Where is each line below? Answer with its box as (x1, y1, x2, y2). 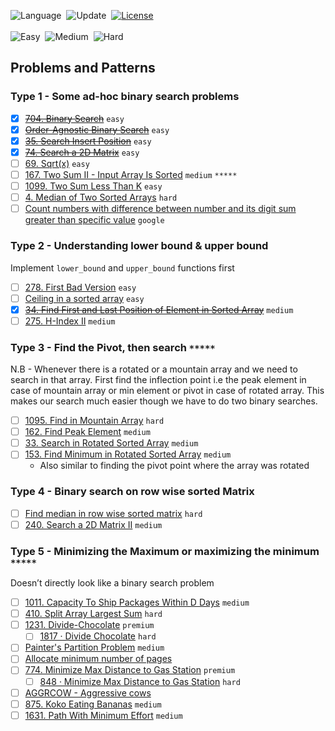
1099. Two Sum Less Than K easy (24, 180, 163, 192)
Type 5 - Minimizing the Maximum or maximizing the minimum (10, 544, 320, 558)
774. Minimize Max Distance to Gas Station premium (24, 664, 236, 676)
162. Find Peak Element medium (24, 426, 151, 438)
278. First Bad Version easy (24, 281, 137, 293)
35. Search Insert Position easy (24, 135, 152, 147)
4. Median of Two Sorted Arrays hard (24, 191, 178, 204)
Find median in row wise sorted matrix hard (24, 507, 203, 519)
